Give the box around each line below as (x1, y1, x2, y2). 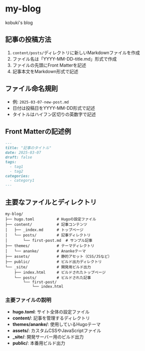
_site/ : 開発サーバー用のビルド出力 (12, 334, 84, 340)
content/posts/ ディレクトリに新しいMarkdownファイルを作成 (12, 50, 140, 56)
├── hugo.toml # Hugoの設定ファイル (5, 216, 96, 222)
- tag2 (9, 169, 23, 174)
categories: (5, 173, 30, 178)
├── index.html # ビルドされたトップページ (14, 270, 106, 275)
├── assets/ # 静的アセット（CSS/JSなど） (5, 254, 112, 259)
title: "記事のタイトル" (5, 146, 51, 151)
